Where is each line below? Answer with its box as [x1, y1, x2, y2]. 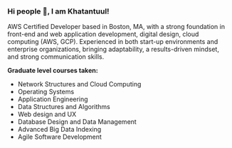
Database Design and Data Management [17, 118, 137, 126]
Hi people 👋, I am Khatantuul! [7, 6, 110, 16]
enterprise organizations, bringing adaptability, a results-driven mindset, [7, 45, 219, 54]
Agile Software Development [17, 132, 102, 141]
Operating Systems [17, 88, 75, 96]
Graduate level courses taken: [7, 67, 98, 75]
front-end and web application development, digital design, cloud [7, 30, 199, 38]
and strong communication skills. [7, 52, 105, 61]
